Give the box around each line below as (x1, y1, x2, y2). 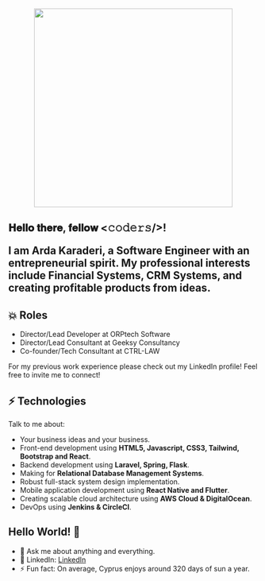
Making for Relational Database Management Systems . (19, 469, 205, 478)
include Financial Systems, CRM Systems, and (8, 269, 243, 282)
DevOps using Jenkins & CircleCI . (19, 502, 132, 512)
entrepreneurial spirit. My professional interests (8, 257, 251, 270)
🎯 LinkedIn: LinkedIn (19, 555, 86, 564)
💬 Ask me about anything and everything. (19, 546, 156, 556)
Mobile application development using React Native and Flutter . (19, 486, 230, 495)
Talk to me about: (8, 420, 65, 429)
